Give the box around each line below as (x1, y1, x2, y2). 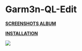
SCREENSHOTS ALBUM (5, 20, 57, 27)
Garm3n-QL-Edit (5, 4, 77, 15)
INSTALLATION (5, 30, 38, 36)
